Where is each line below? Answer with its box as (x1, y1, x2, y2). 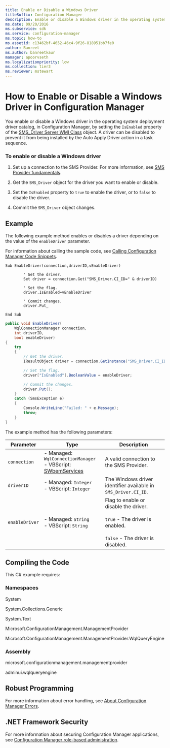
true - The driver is (105, 515, 152, 522)
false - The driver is (105, 535, 154, 542)
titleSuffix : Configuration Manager (5, 12, 82, 17)
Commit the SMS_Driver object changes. (12, 204, 96, 211)
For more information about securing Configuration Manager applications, (5, 731, 159, 737)
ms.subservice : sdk (5, 26, 47, 32)
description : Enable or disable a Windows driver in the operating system (5, 17, 166, 22)
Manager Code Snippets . (5, 254, 57, 260)
